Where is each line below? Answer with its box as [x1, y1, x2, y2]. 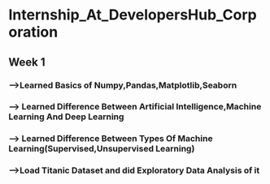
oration [8, 23, 59, 41]
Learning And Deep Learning [8, 111, 124, 122]
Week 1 [8, 55, 46, 69]
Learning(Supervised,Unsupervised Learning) [8, 143, 195, 155]
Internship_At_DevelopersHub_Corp [8, 6, 258, 24]
